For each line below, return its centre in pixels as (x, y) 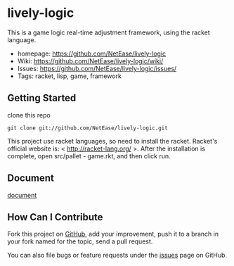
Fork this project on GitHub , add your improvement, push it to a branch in (113, 234)
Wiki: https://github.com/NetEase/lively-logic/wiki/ (90, 61)
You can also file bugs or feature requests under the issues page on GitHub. (117, 255)
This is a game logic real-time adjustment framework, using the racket (109, 32)
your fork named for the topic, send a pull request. (80, 241)
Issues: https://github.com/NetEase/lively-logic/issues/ (97, 68)
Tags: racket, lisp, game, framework (69, 76)
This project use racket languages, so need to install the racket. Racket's (112, 141)
